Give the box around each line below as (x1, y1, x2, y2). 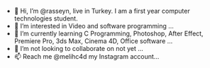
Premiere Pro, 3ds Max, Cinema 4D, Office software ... (13, 37, 173, 45)
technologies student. (13, 14, 78, 23)
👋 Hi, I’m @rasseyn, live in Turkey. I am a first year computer (13, 7, 190, 15)
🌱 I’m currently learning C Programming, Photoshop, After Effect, (13, 29, 204, 38)
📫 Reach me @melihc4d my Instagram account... (13, 52, 160, 60)
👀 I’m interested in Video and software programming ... (13, 22, 174, 30)
